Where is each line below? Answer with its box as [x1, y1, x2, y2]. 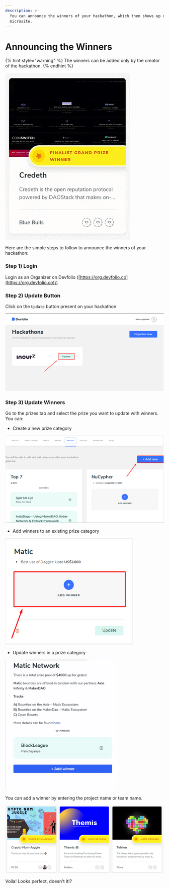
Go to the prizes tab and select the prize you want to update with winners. [5, 410, 158, 417]
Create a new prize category [12, 425, 72, 432]
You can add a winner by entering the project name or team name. [5, 795, 143, 801]
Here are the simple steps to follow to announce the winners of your [5, 245, 146, 251]
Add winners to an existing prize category [12, 528, 100, 534]
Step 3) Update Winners [5, 399, 65, 406]
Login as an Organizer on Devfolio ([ [5, 274, 80, 280]
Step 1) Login [5, 263, 38, 270]
